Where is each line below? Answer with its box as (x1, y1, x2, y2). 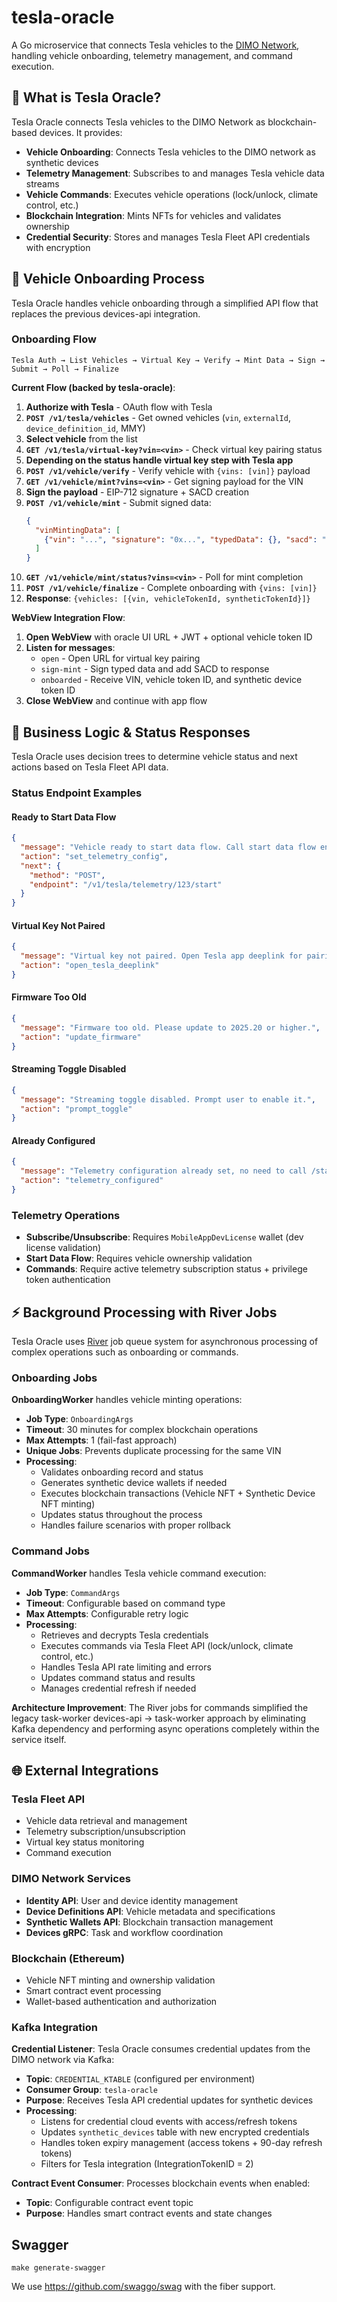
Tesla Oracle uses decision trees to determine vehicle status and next (11, 751, 298, 763)
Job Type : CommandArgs (25, 1586, 121, 1598)
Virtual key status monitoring (25, 1836, 145, 1848)
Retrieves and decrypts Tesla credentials (40, 1629, 209, 1641)
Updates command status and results (40, 1671, 196, 1683)
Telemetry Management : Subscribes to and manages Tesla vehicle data (25, 167, 325, 179)
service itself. (11, 1733, 67, 1745)
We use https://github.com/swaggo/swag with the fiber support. (11, 2281, 276, 2293)
